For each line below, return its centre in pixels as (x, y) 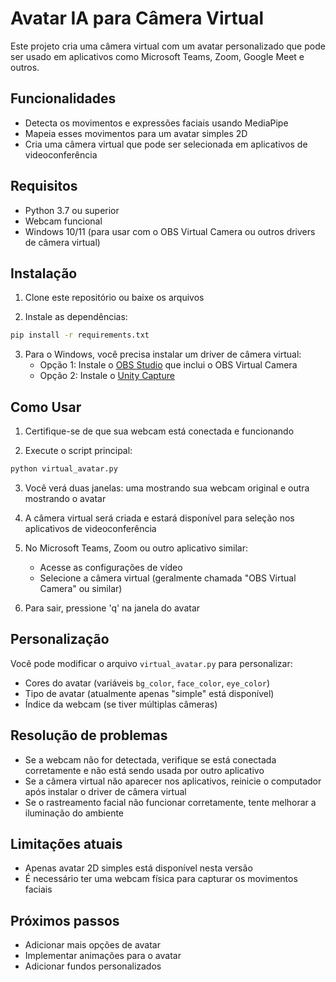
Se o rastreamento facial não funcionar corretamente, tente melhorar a (170, 802)
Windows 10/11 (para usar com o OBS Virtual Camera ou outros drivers (170, 231)
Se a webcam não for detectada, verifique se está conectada (150, 759)
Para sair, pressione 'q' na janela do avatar (112, 608)
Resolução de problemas (89, 735)
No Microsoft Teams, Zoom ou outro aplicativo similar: (136, 548)
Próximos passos (65, 920)
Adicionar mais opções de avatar (93, 945)
